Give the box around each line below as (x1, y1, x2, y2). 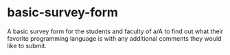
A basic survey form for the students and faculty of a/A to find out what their (7, 27, 224, 35)
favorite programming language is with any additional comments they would (7, 34, 222, 42)
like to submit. (7, 41, 47, 50)
